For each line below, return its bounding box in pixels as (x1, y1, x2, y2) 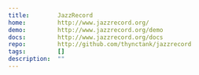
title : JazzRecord (8, 11, 93, 20)
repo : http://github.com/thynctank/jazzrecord (8, 41, 192, 48)
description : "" (8, 55, 65, 63)
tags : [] (8, 48, 65, 55)
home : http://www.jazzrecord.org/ (8, 19, 149, 27)
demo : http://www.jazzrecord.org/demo (8, 26, 164, 34)
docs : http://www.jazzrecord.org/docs (8, 33, 164, 41)
